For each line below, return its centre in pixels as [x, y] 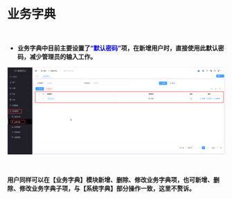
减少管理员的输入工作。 [63, 57]
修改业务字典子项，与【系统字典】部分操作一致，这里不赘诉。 [107, 188]
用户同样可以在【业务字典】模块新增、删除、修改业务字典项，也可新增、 [110, 180]
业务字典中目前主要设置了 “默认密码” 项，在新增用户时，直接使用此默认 [117, 48]
